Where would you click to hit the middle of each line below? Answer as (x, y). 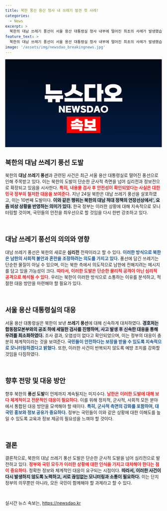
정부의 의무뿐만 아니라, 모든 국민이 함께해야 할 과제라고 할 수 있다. (69, 483)
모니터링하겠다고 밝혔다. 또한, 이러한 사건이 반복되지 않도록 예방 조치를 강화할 (85, 348)
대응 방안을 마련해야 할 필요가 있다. (48, 283)
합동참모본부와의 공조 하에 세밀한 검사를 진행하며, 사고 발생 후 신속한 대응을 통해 (82, 329)
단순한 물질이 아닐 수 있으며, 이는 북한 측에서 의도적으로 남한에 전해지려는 (76, 264)
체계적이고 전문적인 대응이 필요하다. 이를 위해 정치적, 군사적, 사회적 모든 (80, 400)
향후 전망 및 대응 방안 (35, 381)
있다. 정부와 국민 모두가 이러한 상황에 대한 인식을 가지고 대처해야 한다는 (86, 464)
